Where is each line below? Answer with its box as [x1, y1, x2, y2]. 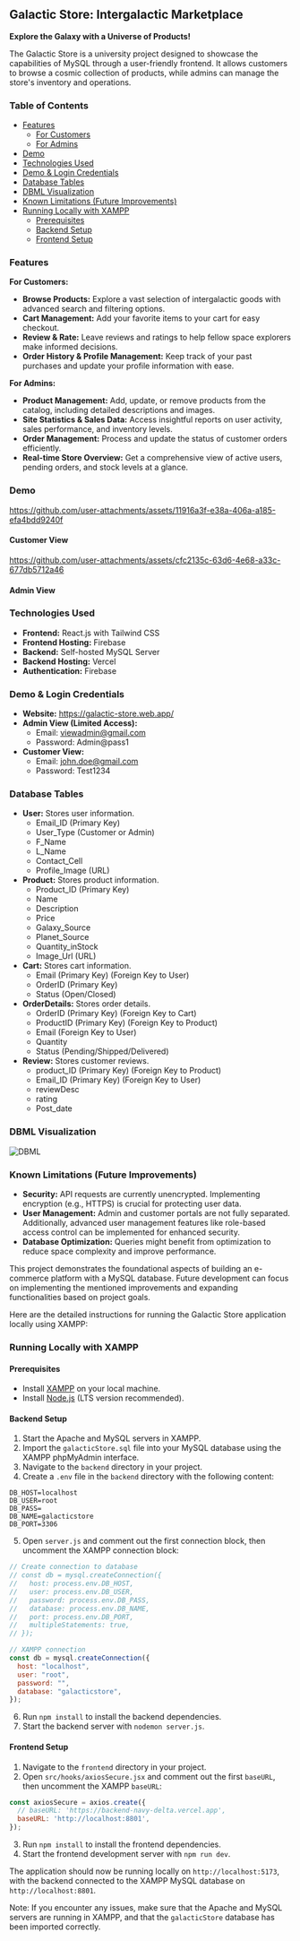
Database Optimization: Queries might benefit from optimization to [21, 1236, 271, 1247]
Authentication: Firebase [21, 665, 117, 676]
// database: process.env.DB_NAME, [9, 1604, 150, 1613]
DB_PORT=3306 [9, 1520, 58, 1529]
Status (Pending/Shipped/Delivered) [35, 1046, 169, 1057]
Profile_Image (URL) [35, 865, 110, 876]
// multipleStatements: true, [9, 1621, 130, 1630]
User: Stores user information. [21, 808, 135, 819]
